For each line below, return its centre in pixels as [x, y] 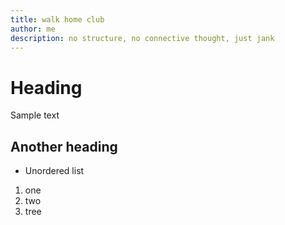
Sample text [35, 115]
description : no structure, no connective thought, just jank [142, 38]
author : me [33, 29]
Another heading [64, 146]
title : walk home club [57, 19]
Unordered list [54, 171]
